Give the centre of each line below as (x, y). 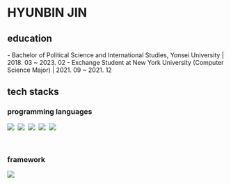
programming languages (50, 112)
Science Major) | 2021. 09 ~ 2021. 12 (60, 70)
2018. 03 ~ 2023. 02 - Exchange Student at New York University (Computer (115, 62)
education (30, 38)
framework (26, 159)
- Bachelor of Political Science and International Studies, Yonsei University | (115, 55)
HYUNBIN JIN (47, 13)
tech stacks (33, 92)
